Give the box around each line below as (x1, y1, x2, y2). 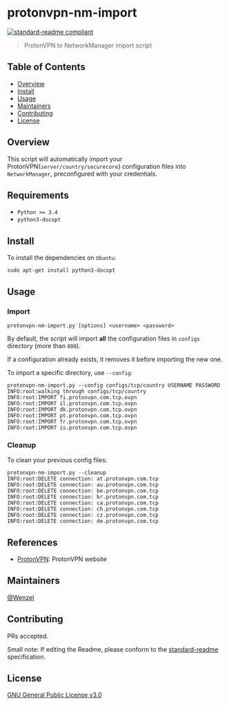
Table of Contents (7, 61, 86, 73)
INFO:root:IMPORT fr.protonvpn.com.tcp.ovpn (7, 418, 137, 425)
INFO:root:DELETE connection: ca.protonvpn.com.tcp (7, 500, 159, 506)
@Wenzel (7, 593, 34, 601)
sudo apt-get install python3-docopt (7, 267, 116, 274)
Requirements (7, 189, 69, 201)
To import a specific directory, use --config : (7, 368, 133, 376)
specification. (7, 652, 46, 661)
